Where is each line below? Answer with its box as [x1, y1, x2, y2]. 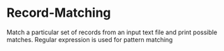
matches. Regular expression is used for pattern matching [6, 35, 173, 43]
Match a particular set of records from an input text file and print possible [6, 28, 218, 36]
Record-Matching [6, 5, 111, 21]
